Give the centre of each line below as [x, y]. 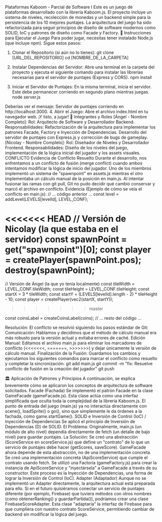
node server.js [26, 97]
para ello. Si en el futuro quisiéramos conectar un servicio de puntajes [75, 488]
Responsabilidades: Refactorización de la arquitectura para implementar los [80, 127]
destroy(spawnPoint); [50, 270]
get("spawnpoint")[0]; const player [78, 250]
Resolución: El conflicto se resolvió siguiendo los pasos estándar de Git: [77, 327]
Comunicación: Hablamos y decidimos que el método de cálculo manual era [81, 332]
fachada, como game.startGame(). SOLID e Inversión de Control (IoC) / [76, 416]
